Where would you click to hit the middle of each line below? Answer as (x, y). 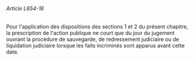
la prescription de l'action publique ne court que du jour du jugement (90, 33)
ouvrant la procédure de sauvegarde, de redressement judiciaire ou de (93, 39)
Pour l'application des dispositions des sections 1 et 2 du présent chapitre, (97, 27)
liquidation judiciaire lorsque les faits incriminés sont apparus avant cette (96, 46)
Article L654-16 (25, 8)
